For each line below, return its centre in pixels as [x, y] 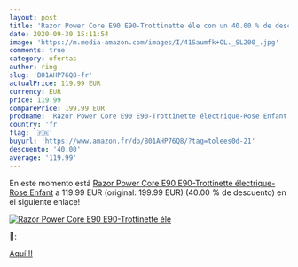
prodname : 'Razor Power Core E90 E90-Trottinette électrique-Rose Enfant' [150, 116]
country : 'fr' [35, 125]
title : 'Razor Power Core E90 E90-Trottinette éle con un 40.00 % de [141, 26]
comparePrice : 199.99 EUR [57, 108]
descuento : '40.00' [45, 149]
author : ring [33, 67]
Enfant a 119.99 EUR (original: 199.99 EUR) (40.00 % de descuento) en [158, 192]
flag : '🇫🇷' [31, 133]
